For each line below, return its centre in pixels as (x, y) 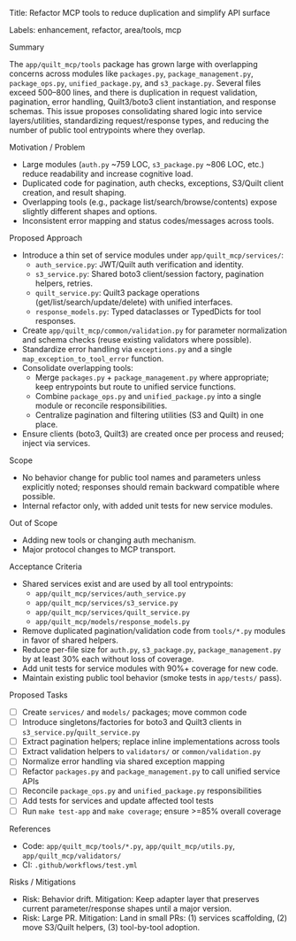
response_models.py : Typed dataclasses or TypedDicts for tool (148, 312)
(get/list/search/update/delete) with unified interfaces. (134, 302)
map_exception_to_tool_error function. (93, 359)
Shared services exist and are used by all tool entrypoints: (128, 584)
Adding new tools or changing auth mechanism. (109, 540)
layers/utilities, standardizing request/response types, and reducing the (139, 120)
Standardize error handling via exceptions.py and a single (127, 349)
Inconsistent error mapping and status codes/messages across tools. (148, 221)
